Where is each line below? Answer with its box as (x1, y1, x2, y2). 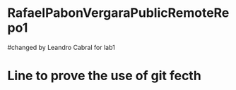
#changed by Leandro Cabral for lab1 (7, 43, 115, 51)
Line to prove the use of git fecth (7, 68, 201, 84)
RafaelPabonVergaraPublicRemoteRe (7, 5, 230, 21)
